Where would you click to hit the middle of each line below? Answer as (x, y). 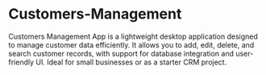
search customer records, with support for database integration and (121, 53)
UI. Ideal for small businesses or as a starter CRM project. (131, 62)
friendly (21, 62)
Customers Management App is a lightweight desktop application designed (133, 36)
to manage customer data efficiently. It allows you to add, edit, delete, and (131, 44)
